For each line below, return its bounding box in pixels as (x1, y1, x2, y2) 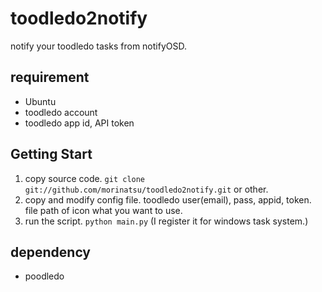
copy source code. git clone (24, 172, 146, 184)
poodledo (24, 270, 65, 282)
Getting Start (10, 146, 93, 163)
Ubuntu (24, 95, 57, 107)
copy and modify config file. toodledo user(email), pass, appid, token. (24, 193, 312, 206)
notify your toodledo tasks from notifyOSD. (10, 40, 187, 52)
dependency (10, 243, 92, 261)
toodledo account (24, 106, 98, 118)
